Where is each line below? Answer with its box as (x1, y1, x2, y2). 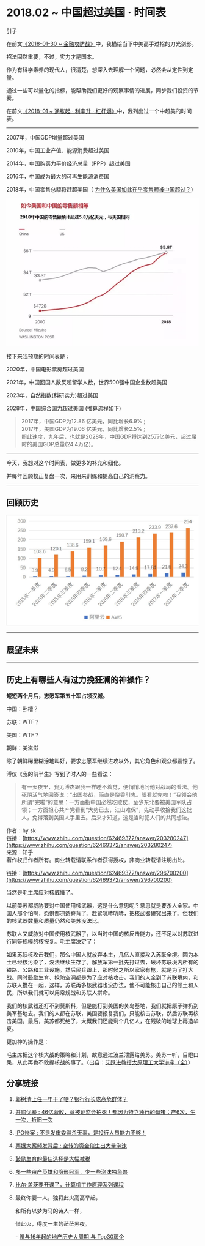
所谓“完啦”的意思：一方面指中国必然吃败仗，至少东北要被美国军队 (21, 798, 187, 805)
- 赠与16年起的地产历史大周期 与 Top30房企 (15, 1233, 124, 1240)
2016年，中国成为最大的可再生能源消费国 (6, 173, 110, 180)
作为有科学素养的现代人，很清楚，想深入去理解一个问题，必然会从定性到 (6, 65, 188, 73)
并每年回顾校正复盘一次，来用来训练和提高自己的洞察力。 (6, 472, 151, 479)
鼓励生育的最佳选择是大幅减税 (15, 1155, 90, 1163)
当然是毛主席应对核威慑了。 (6, 889, 76, 896)
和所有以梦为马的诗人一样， (15, 1207, 85, 1215)
